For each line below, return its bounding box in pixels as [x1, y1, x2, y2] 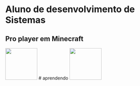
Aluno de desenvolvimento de [5, 4, 135, 15]
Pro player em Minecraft [5, 34, 84, 43]
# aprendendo [38, 75, 68, 81]
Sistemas [5, 14, 46, 26]
